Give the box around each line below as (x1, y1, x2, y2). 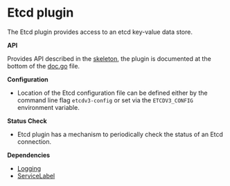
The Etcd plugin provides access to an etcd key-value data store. (7, 28, 193, 36)
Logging (17, 164, 42, 172)
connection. (17, 137, 52, 146)
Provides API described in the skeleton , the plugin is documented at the (7, 54, 211, 63)
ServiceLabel (17, 171, 55, 180)
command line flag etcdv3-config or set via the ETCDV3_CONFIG (17, 95, 194, 104)
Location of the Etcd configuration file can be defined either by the (17, 89, 208, 97)
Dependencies (7, 151, 51, 159)
